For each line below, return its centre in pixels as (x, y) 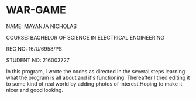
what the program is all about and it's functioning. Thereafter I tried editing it (98, 77)
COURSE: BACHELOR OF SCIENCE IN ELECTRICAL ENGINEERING (85, 37)
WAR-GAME (36, 10)
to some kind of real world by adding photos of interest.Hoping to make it (94, 84)
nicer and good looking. (35, 90)
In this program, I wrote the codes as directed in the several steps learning (96, 71)
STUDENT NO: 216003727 (38, 60)
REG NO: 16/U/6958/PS (34, 49)
